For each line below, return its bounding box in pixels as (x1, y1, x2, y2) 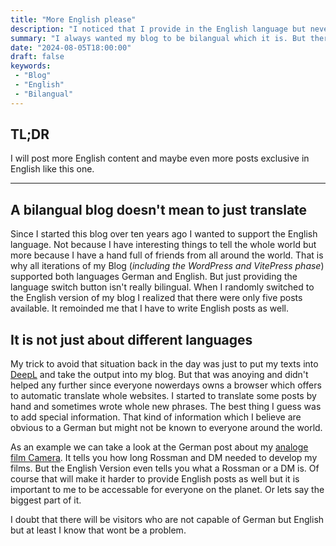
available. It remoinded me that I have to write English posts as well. (10, 302, 289, 315)
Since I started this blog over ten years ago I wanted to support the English (10, 228, 318, 240)
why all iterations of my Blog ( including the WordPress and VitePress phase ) (10, 260, 325, 272)
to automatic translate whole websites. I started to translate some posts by (10, 390, 317, 402)
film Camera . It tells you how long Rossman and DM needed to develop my (10, 452, 318, 464)
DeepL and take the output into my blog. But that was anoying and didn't (10, 369, 309, 381)
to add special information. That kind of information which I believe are (10, 411, 302, 423)
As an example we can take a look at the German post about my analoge (10, 441, 309, 453)
